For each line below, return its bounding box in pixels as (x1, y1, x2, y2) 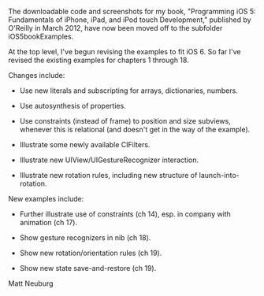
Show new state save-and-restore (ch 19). (19, 264, 157, 272)
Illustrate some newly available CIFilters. (19, 140, 151, 149)
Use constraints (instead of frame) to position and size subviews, (19, 117, 231, 125)
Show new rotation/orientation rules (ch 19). (19, 248, 162, 257)
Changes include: (8, 71, 65, 80)
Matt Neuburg (8, 279, 54, 288)
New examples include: (8, 194, 84, 203)
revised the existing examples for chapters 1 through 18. (8, 55, 189, 65)
